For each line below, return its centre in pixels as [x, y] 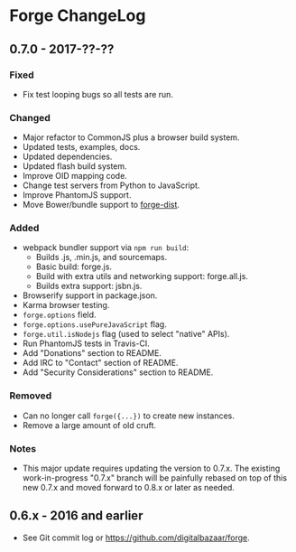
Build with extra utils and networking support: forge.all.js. [142, 276]
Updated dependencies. [67, 157]
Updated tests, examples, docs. [81, 147]
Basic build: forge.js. [74, 267]
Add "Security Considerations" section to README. [118, 372]
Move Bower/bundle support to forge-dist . [101, 205]
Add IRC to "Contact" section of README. [100, 363]
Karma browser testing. [66, 305]
